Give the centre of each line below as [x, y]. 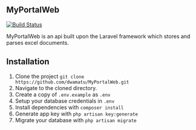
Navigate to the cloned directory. [56, 88]
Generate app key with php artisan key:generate [76, 114]
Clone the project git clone [50, 76]
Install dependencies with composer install [69, 107]
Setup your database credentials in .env [65, 101]
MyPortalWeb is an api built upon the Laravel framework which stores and [98, 36]
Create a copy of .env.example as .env [63, 94]
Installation [28, 62]
